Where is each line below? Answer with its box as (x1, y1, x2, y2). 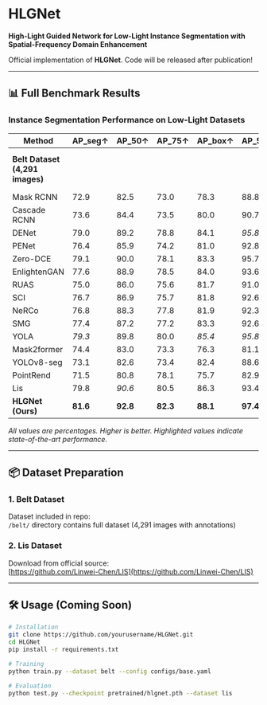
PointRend (12, 370, 51, 381)
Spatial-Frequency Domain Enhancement (8, 39, 148, 49)
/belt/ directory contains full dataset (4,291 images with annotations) (8, 520, 236, 530)
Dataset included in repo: (8, 511, 91, 522)
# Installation (8, 623, 59, 632)
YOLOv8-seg (12, 356, 63, 367)
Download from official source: (8, 558, 110, 568)
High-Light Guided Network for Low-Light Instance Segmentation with (8, 31, 246, 41)
